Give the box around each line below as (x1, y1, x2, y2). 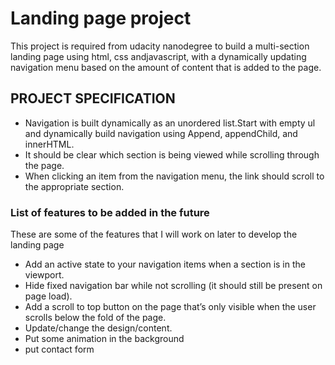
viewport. (24, 269, 65, 281)
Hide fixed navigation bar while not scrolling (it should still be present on (24, 280, 323, 292)
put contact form (24, 343, 95, 356)
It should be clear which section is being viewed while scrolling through (24, 148, 320, 161)
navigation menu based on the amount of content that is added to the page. (10, 61, 322, 73)
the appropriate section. (24, 180, 125, 192)
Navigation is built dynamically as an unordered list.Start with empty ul (24, 117, 316, 129)
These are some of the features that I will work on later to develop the (10, 228, 298, 241)
